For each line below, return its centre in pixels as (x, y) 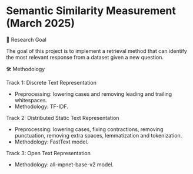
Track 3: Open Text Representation (49, 153)
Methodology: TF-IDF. (41, 106)
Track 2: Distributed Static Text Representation (63, 118)
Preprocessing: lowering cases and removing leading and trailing (93, 94)
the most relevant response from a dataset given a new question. (85, 57)
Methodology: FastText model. (51, 142)
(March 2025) (41, 23)
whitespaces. (31, 100)
